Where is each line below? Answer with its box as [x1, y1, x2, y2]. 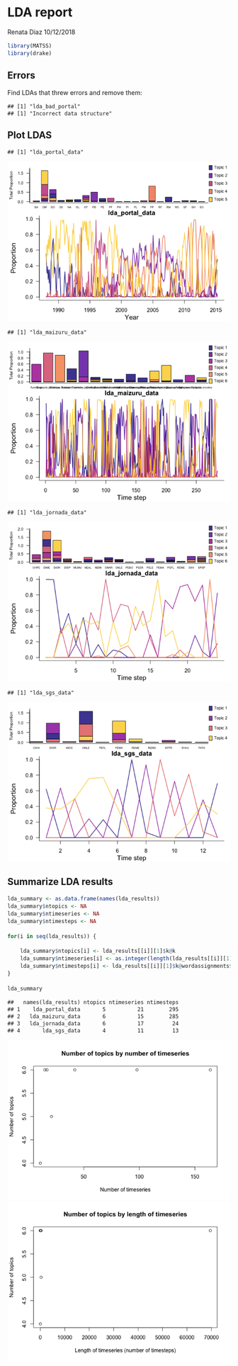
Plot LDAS [7, 129, 52, 141]
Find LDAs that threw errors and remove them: [7, 88, 143, 96]
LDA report [7, 4, 73, 21]
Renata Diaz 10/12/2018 [7, 28, 76, 36]
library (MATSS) [7, 42, 52, 50]
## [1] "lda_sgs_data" [7, 689, 74, 696]
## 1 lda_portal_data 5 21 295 [7, 1005, 179, 1013]
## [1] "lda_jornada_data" [7, 509, 87, 517]
